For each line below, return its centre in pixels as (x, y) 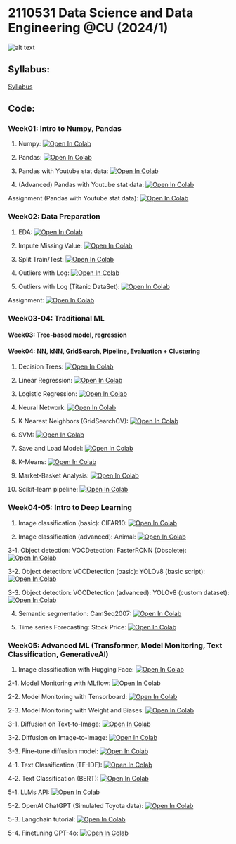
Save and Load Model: (51, 449)
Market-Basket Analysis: (53, 475)
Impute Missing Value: (50, 245)
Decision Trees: (41, 366)
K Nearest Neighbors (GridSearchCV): (73, 421)
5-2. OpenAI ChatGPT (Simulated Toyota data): (76, 806)
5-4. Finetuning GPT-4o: (43, 833)
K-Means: (32, 462)
